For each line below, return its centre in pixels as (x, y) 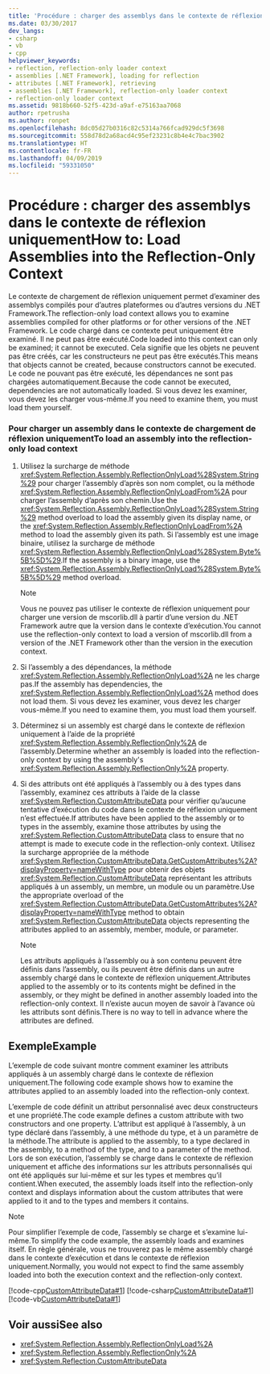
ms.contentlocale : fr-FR (50, 151)
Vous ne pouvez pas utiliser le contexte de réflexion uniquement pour (135, 608)
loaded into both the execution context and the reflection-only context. (125, 1275)
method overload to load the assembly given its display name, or (144, 517)
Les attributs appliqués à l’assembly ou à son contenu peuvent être (131, 961)
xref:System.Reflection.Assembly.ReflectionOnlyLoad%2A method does (139, 693)
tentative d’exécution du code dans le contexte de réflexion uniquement (139, 810)
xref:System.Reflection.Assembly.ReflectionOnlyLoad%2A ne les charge (140, 676)
